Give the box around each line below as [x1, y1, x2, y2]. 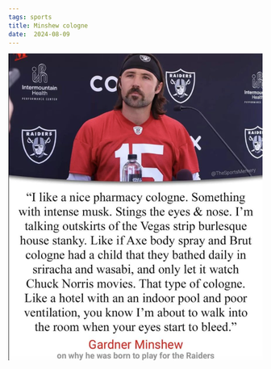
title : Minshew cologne [8, 21, 89, 30]
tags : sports [8, 13, 52, 21]
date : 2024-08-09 [8, 30, 70, 38]
